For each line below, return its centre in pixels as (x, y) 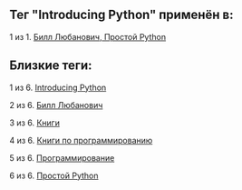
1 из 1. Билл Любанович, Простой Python (87, 36)
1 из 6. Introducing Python (58, 87)
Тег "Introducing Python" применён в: (121, 15)
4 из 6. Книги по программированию (81, 140)
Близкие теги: (51, 66)
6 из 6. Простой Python (54, 175)
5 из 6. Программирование (62, 157)
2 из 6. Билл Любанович (56, 105)
